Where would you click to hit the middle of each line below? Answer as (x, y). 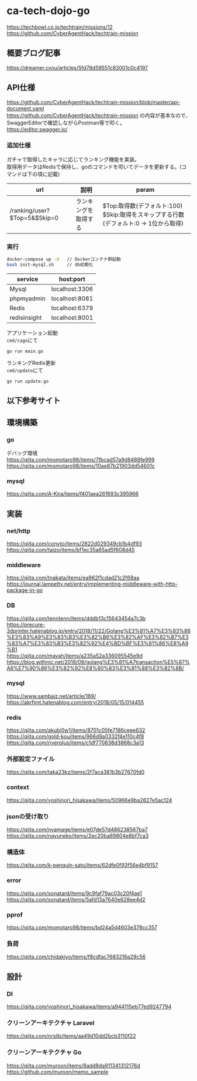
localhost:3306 (72, 289)
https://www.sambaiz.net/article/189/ (51, 696)
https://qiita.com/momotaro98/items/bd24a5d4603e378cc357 (82, 927)
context (18, 787)
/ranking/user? (30, 211)
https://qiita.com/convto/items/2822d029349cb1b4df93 (74, 543)
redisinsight (26, 317)
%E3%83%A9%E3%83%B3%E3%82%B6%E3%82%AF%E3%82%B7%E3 (98, 637)
